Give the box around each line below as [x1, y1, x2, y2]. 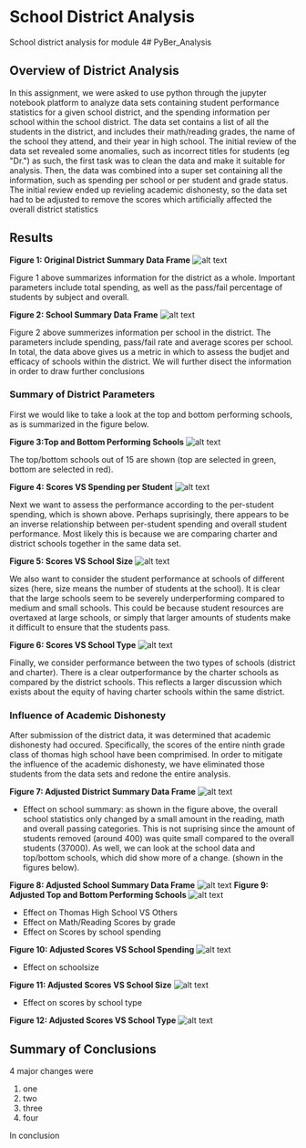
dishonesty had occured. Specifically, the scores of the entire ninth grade [9, 739, 285, 750]
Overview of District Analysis [9, 63, 179, 78]
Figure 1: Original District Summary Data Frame [9, 254, 191, 266]
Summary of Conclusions [9, 1041, 157, 1057]
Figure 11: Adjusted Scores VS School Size [9, 979, 172, 991]
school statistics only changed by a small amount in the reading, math [22, 814, 285, 825]
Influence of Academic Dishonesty [9, 709, 167, 722]
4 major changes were [9, 1065, 94, 1076]
